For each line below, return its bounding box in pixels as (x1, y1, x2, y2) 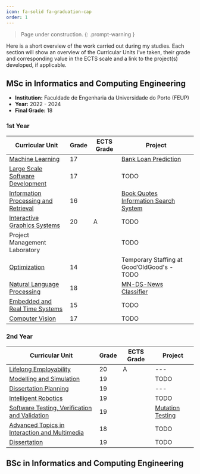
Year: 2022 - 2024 (14, 101, 61, 108)
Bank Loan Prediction (121, 154, 182, 163)
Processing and (9, 196, 53, 205)
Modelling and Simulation (9, 374, 80, 383)
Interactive (9, 213, 39, 222)
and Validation (9, 411, 49, 419)
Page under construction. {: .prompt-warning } (20, 30, 135, 38)
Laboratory (9, 246, 40, 254)
